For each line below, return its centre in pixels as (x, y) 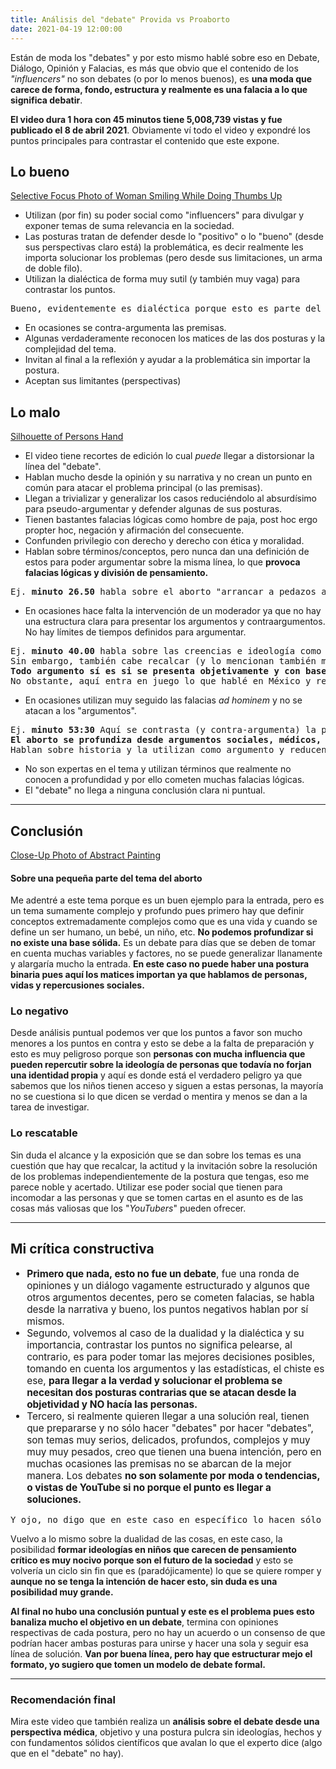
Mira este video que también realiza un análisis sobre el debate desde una (165, 1722)
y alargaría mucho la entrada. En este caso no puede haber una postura (160, 964)
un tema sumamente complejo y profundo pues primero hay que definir (157, 911)
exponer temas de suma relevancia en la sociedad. (129, 226)
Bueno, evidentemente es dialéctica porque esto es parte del (166, 309)
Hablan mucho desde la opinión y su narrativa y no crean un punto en (168, 477)
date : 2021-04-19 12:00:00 (66, 29)
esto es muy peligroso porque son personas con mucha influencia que (158, 1054)
